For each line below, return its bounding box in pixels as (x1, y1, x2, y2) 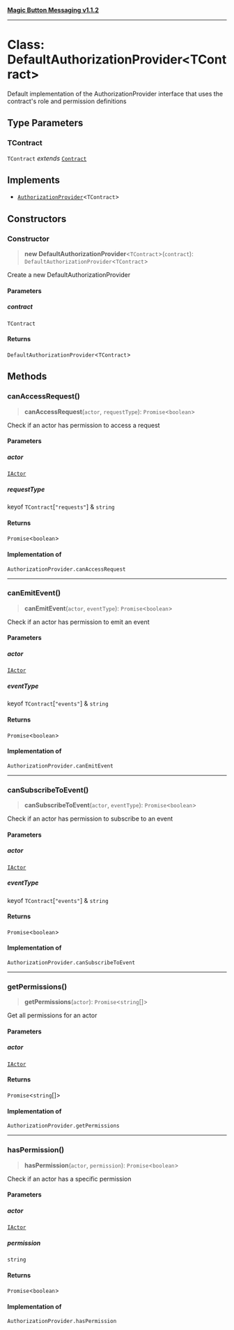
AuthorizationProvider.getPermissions (7, 1123, 120, 1130)
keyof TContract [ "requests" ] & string (7, 502, 115, 511)
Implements (7, 174, 61, 186)
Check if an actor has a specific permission (7, 1174, 132, 1183)
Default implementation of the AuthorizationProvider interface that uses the (7, 89, 224, 98)
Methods (7, 371, 47, 382)
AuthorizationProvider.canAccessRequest (7, 565, 127, 573)
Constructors (7, 213, 67, 225)
